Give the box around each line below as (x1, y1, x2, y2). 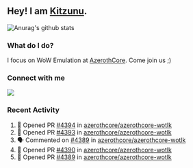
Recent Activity (7, 105, 60, 115)
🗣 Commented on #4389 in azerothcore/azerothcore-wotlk (16, 136, 186, 144)
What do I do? (7, 40, 54, 50)
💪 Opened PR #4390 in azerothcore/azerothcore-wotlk (16, 145, 172, 154)
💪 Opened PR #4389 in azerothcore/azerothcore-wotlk (16, 153, 172, 161)
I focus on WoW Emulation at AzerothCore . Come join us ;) (7, 56, 172, 64)
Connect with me (7, 73, 65, 83)
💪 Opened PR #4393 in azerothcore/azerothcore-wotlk (16, 128, 172, 136)
